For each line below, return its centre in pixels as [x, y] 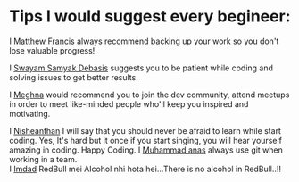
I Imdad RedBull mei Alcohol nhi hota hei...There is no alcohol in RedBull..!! [145, 169]
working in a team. [43, 159]
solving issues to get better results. [74, 77]
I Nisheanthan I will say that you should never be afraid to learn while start [145, 130]
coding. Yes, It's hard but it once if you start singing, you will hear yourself [146, 140]
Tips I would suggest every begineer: [150, 17]
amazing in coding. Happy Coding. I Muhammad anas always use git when [146, 150]
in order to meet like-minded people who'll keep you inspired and [129, 103]
